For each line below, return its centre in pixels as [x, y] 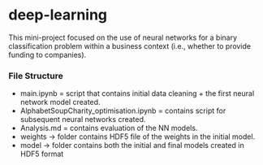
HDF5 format [42, 154]
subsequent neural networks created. [83, 119]
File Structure [36, 76]
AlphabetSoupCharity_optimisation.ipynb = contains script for [123, 111]
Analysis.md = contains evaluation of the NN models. [109, 128]
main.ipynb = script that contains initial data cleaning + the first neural [137, 93]
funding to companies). [47, 54]
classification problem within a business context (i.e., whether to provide [130, 46]
